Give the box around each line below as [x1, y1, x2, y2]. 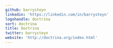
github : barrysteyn [5, 7, 46, 12]
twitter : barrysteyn [5, 30, 49, 35]
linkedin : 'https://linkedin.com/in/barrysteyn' [5, 12, 109, 17]
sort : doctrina [5, 21, 37, 26]
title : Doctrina [5, 26, 39, 31]
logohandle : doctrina [5, 16, 51, 21]
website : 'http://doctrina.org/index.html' [5, 35, 98, 40]
